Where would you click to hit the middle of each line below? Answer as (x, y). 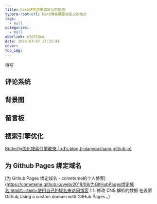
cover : (12, 46)
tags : (10, 19)
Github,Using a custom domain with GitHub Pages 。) (58, 197)
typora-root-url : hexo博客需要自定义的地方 (46, 14)
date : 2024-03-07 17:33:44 (32, 41)
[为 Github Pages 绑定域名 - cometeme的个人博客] (55, 178)
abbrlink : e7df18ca (25, 37)
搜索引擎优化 (24, 136)
